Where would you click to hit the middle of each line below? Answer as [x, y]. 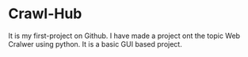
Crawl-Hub [45, 14]
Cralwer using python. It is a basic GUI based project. [95, 44]
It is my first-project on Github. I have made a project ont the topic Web [124, 36]
